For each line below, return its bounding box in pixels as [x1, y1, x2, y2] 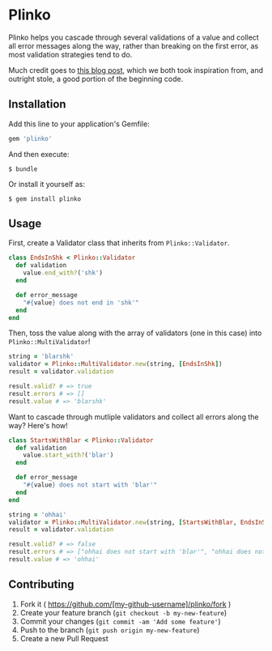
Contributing [8, 577, 74, 592]
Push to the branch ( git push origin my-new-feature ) [19, 625, 200, 635]
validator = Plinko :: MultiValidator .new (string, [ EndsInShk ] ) [8, 360, 223, 368]
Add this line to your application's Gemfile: [8, 119, 150, 129]
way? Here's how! [8, 420, 69, 430]
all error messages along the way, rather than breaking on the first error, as [8, 40, 259, 50]
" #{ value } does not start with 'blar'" [23, 481, 158, 489]
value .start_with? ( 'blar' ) [23, 451, 114, 459]
